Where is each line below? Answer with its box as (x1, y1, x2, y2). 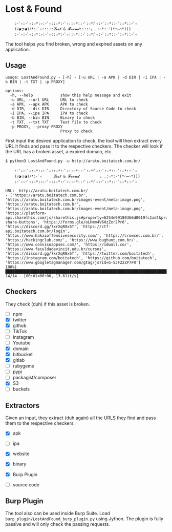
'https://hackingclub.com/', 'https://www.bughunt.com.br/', (5, 237, 139, 242)
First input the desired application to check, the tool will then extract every (5, 137, 162, 144)
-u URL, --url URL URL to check (10, 97, 88, 103)
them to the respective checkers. (5, 420, 75, 426)
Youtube (12, 339, 31, 346)
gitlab (12, 357, 25, 363)
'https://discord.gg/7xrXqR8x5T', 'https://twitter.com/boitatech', (5, 251, 155, 256)
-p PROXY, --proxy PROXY (10, 124, 63, 129)
